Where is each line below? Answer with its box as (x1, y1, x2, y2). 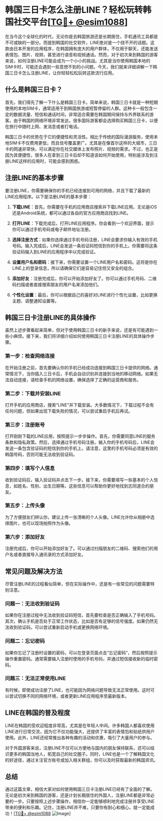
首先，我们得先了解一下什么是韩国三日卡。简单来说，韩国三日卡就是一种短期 (5, 99, 158, 105)
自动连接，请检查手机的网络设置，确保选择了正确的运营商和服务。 (9, 377, 141, 382)
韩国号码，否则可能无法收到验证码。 (5, 452, 78, 458)
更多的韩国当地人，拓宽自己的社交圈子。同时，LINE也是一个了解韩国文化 (9, 751, 155, 757)
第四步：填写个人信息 (5, 465, 55, 472)
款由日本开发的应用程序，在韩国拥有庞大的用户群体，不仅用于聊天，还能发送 (5, 46, 158, 51)
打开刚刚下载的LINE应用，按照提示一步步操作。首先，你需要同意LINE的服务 (5, 433, 156, 439)
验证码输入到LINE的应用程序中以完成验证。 (12, 248, 98, 255)
